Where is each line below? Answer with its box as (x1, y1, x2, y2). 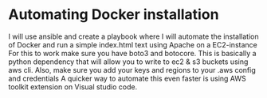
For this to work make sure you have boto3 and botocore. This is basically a (8, 48, 257, 58)
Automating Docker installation (8, 6, 219, 24)
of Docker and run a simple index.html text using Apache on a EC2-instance (8, 40, 257, 49)
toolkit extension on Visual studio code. (8, 81, 138, 92)
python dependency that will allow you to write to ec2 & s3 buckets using (8, 57, 249, 66)
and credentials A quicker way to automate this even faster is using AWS (8, 73, 246, 83)
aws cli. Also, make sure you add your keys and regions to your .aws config (8, 65, 257, 74)
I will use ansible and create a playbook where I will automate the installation (8, 32, 259, 41)
